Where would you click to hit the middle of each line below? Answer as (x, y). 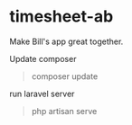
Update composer (43, 58)
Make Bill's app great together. (66, 41)
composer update (65, 76)
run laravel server (42, 94)
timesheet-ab (61, 17)
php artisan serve (64, 111)
